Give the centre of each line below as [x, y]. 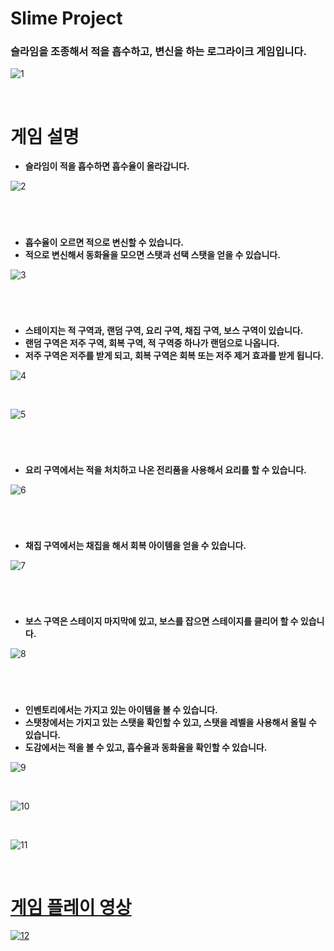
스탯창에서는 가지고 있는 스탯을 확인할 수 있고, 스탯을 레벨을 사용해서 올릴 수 [170, 722]
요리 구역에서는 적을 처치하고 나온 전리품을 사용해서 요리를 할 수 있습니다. [165, 469]
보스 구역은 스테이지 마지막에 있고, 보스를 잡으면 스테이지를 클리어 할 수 [161, 621]
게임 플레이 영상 [71, 907]
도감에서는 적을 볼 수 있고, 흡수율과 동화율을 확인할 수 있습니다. [146, 747]
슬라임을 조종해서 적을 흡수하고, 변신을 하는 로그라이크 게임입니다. [159, 52]
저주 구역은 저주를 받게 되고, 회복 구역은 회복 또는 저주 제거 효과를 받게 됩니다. [174, 355]
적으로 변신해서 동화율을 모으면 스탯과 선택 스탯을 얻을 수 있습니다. [152, 254]
